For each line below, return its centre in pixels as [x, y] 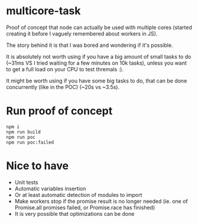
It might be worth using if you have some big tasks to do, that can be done [97, 81]
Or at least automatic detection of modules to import [78, 195]
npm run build [24, 132]
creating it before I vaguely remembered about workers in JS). [82, 33]
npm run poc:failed [30, 142]
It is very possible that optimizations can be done [74, 214]
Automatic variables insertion [50, 189]
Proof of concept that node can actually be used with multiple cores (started [99, 27]
